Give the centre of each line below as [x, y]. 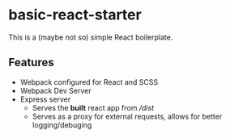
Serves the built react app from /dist [93, 107]
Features [31, 63]
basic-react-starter [75, 15]
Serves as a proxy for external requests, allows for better [127, 116]
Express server [45, 99]
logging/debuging [62, 125]
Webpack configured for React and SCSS [89, 82]
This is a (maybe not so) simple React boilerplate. [91, 37]
